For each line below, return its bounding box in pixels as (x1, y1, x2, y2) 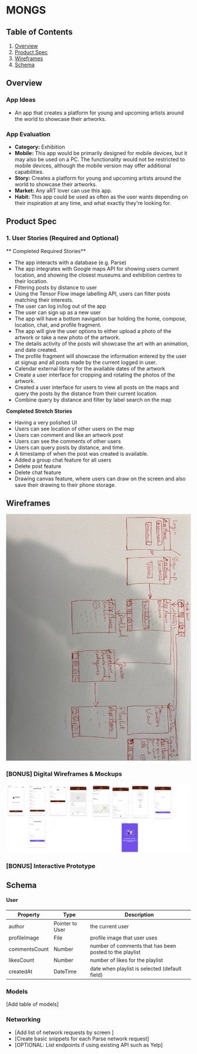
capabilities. (14, 168, 44, 175)
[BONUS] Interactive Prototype (6, 862, 96, 870)
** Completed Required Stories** (6, 247, 86, 254)
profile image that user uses (90, 934, 158, 941)
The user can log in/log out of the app (14, 302, 107, 309)
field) (90, 971, 103, 978)
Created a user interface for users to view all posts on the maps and (14, 383, 179, 390)
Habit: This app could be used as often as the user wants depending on (14, 193, 189, 200)
